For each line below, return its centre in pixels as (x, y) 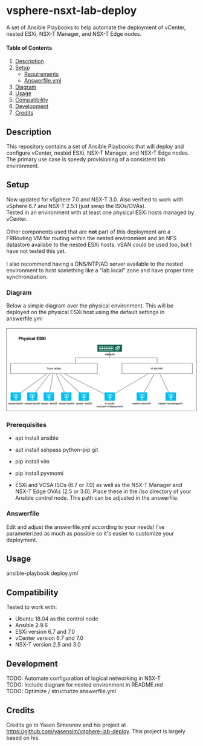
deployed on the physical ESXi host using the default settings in (85, 312)
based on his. (23, 738)
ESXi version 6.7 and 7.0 (45, 632)
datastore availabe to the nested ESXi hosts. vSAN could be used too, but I (99, 244)
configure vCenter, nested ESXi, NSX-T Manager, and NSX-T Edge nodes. (98, 153)
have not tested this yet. (36, 251)
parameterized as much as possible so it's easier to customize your (90, 533)
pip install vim (32, 462)
